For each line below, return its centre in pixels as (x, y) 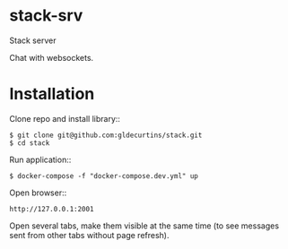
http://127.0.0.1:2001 (52, 209)
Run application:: (40, 159)
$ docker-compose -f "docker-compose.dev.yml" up (104, 176)
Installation (52, 94)
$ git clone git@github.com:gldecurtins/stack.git (106, 135)
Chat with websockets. (52, 57)
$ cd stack (30, 143)
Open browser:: (38, 193)
